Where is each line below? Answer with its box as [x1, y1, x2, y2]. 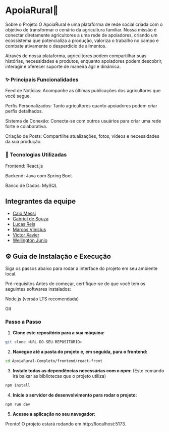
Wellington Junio [12, 238, 48, 244]
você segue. [5, 93, 31, 99]
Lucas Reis [12, 221, 36, 227]
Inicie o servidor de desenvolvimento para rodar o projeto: [12, 392, 137, 398]
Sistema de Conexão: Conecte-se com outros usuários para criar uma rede [5, 118, 161, 124]
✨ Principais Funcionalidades [5, 76, 79, 83]
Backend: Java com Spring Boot [5, 172, 72, 179]
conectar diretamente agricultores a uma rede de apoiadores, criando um [5, 32, 158, 38]
